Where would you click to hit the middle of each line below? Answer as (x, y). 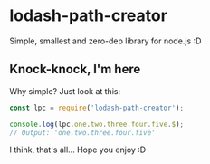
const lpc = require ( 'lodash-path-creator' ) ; (96, 108)
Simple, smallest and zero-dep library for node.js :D (105, 41)
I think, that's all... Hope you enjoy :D (78, 150)
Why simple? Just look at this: (65, 91)
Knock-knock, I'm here (75, 69)
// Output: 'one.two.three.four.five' (82, 132)
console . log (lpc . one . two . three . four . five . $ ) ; (97, 124)
